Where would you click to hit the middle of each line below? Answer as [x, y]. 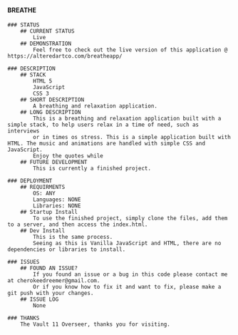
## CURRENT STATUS [47, 31]
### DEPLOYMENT [30, 181]
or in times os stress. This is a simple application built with [132, 138]
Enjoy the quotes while [68, 156]
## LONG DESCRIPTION [51, 113]
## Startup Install [49, 212]
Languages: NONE [57, 200]
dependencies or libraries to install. [67, 249]
